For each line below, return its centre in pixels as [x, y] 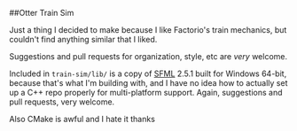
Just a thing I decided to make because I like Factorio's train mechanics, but [148, 30]
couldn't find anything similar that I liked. [83, 39]
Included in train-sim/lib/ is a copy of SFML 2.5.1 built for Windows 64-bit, [148, 73]
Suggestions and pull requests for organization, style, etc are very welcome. [148, 56]
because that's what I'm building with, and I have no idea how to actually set [148, 83]
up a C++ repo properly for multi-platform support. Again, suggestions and [146, 92]
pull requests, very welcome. [62, 102]
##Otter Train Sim [42, 13]
